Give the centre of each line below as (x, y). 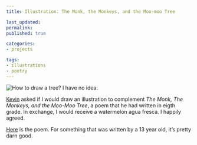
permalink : (19, 28)
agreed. (16, 118)
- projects (19, 50)
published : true (26, 33)
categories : (21, 44)
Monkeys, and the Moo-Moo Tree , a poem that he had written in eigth (91, 105)
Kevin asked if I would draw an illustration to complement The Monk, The (95, 99)
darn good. (20, 136)
